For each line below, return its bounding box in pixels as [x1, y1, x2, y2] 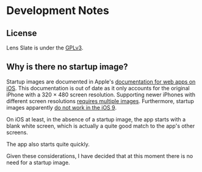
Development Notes [6, 4, 110, 18]
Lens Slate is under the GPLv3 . [6, 44, 84, 51]
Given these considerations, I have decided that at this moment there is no [6, 152, 193, 159]
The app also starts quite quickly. [6, 140, 90, 148]
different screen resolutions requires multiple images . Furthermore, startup [6, 97, 194, 104]
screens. [6, 129, 29, 136]
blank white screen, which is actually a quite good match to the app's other [6, 122, 195, 129]
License [6, 28, 37, 38]
